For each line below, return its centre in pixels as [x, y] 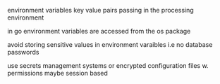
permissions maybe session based [57, 73]
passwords [23, 52]
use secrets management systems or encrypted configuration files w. [108, 65]
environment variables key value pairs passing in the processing [100, 10]
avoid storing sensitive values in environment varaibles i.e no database [110, 44]
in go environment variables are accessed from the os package [99, 31]
